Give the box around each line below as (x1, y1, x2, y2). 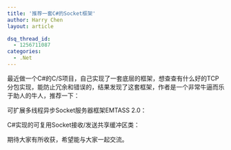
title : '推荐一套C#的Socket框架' (7, 10, 96, 17)
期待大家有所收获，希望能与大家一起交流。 (7, 135, 128, 143)
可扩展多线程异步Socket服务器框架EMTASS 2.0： (7, 106, 147, 114)
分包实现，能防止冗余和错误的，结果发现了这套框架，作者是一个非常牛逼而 (7, 83, 219, 91)
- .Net (13, 54, 32, 62)
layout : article (7, 23, 54, 30)
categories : (7, 48, 41, 55)
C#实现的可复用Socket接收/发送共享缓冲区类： (7, 120, 140, 129)
